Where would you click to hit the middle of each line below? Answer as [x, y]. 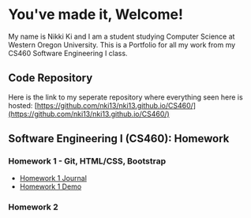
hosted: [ [23, 105]
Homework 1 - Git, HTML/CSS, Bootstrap [87, 161]
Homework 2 [34, 207]
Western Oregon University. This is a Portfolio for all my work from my [122, 44]
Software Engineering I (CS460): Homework [119, 139]
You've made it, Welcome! [96, 15]
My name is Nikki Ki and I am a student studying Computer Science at [122, 36]
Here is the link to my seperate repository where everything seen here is [126, 97]
